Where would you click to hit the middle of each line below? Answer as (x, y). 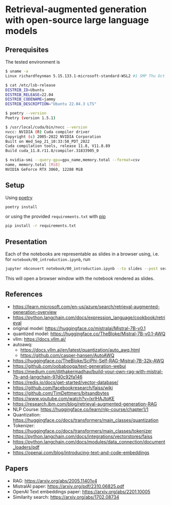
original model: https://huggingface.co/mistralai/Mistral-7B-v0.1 (79, 328)
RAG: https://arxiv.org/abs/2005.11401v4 (55, 481)
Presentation (26, 242)
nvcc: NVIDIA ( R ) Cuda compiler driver (48, 132)
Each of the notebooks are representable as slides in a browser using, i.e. (82, 254)
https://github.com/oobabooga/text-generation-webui (69, 366)
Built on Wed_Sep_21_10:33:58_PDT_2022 (48, 141)
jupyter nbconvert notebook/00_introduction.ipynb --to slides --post (82, 269)
